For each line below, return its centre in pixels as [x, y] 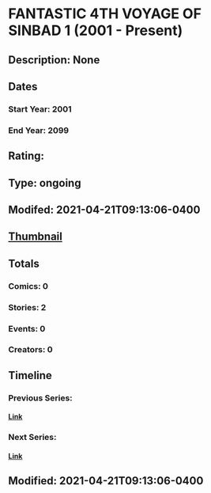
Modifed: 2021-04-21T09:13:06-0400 [104, 209]
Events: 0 [27, 328]
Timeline [30, 375]
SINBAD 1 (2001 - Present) [96, 30]
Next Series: [32, 438]
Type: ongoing [45, 183]
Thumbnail [36, 237]
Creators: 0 [30, 350]
